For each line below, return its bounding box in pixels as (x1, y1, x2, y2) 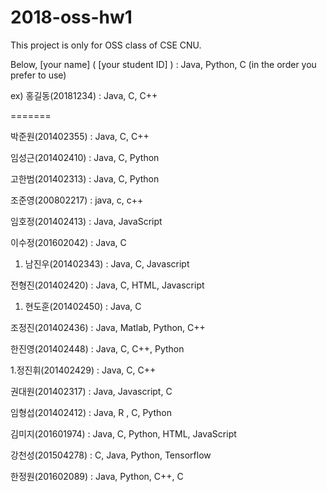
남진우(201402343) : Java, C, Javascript (24, 257, 190, 270)
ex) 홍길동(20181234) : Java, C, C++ (10, 89, 158, 101)
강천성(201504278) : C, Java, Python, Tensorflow (10, 449, 212, 461)
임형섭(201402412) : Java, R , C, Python (10, 406, 172, 418)
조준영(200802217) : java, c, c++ (10, 194, 144, 206)
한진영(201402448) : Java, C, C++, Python (10, 342, 185, 355)
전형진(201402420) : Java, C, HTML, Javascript (10, 279, 205, 291)
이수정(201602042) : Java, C (10, 236, 127, 248)
